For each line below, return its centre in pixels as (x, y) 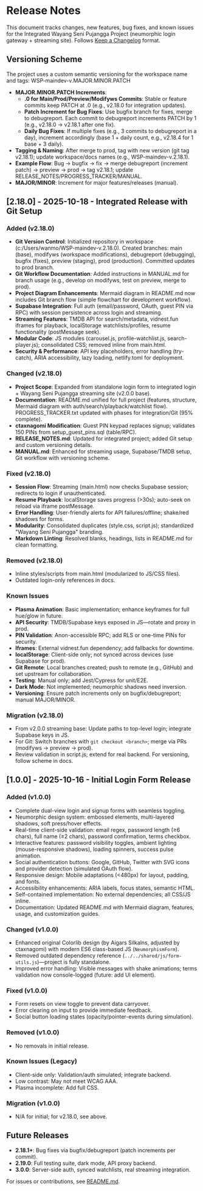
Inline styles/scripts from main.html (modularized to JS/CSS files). (98, 574)
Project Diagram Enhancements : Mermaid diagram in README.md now (105, 293)
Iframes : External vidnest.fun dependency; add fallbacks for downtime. (105, 648)
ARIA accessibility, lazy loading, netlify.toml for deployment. (109, 358)
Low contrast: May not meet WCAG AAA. (66, 1081)
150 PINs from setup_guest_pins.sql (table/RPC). (76, 432)
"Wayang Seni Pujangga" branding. (59, 532)
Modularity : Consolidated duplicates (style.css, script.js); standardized (104, 525)
